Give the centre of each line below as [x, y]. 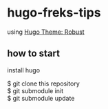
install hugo [23, 70]
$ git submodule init [35, 90]
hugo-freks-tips [54, 13]
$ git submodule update [41, 98]
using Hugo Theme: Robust [46, 32]
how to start [34, 53]
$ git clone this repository [44, 83]
